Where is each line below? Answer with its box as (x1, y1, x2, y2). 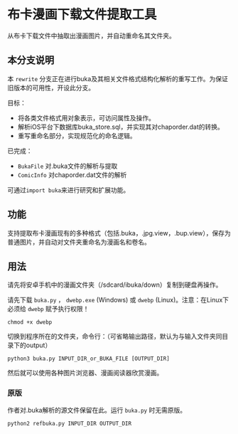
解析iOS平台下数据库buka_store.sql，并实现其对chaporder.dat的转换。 (17, 122, 224, 131)
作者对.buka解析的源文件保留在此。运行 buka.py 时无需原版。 (7, 406, 187, 414)
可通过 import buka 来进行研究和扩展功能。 (7, 186, 130, 194)
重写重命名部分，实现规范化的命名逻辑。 (17, 131, 136, 139)
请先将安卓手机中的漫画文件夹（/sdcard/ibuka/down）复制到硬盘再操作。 (7, 280, 222, 289)
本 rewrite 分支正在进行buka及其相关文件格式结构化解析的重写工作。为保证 (7, 74, 229, 83)
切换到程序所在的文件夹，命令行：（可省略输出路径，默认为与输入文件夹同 (7, 332, 222, 341)
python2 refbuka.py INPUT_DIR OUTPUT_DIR (7, 420, 132, 427)
